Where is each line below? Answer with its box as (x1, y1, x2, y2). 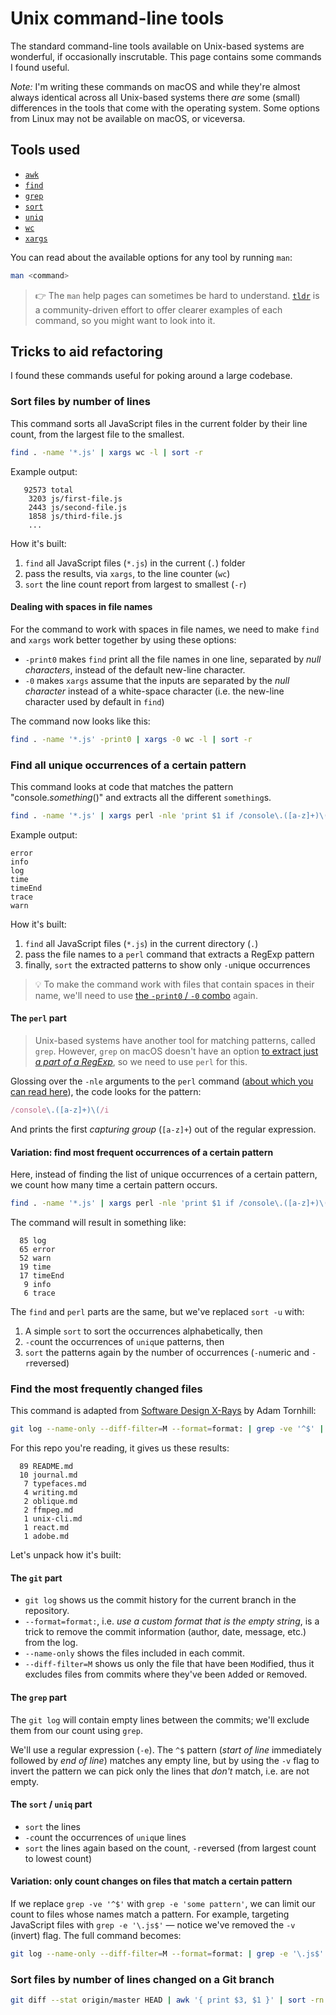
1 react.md (23, 1523, 70, 1533)
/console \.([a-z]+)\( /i (10, 1105, 110, 1116)
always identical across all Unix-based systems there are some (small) (10, 91, 301, 103)
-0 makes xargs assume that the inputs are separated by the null (24, 674, 290, 686)
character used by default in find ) (24, 695, 165, 707)
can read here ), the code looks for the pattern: (10, 1086, 202, 1098)
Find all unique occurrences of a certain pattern (10, 758, 247, 772)
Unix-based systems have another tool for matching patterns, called (34, 1035, 316, 1047)
